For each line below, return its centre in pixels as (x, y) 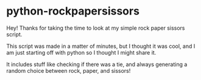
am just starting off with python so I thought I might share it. (81, 52)
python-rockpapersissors (73, 11)
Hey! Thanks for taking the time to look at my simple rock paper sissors (96, 28)
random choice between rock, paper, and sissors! (69, 70)
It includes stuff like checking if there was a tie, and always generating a (97, 64)
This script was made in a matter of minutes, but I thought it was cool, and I (101, 46)
